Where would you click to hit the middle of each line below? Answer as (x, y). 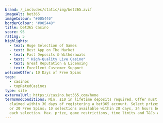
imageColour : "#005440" (29, 18)
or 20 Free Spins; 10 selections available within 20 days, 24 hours (81, 109)
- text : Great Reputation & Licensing (49, 63)
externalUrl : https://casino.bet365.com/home (52, 95)
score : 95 (15, 32)
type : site (16, 91)
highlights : (17, 41)
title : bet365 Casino (27, 28)
